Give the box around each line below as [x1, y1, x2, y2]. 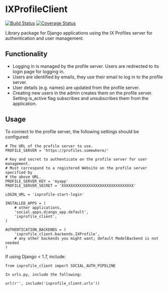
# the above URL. [5, 174, 42, 179]
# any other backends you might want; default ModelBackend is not [14, 236, 158, 241]
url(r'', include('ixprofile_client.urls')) [5, 280, 100, 286]
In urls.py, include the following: [5, 272, 82, 277]
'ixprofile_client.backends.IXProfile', [14, 231, 100, 237]
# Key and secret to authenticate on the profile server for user [5, 157, 147, 162]
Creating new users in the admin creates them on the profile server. [12, 89, 153, 96]
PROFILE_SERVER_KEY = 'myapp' [5, 178, 69, 184]
